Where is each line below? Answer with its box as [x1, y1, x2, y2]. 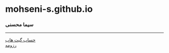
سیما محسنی [5, 21, 34, 28]
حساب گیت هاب [5, 37, 36, 43]
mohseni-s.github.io [5, 3, 93, 15]
